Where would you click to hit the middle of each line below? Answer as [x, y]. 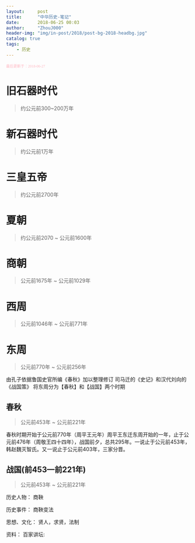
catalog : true [23, 39]
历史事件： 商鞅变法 [30, 509]
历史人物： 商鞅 [25, 497]
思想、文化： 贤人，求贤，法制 [43, 522]
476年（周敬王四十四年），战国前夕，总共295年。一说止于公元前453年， [103, 442]
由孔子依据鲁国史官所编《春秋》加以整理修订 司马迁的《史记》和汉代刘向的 [96, 379]
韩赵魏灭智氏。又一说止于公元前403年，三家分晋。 [67, 449]
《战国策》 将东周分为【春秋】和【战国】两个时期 [66, 387]
